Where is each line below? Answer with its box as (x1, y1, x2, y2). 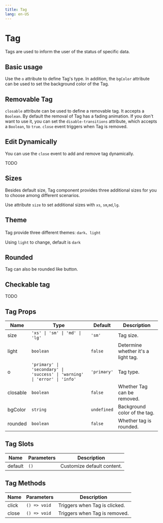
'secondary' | (31, 367, 64, 372)
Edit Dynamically (5, 137, 57, 146)
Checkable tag (5, 280, 50, 289)
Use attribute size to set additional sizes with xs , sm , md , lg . (5, 202, 120, 208)
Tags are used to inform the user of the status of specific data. (5, 49, 130, 55)
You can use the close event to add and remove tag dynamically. (5, 151, 134, 156)
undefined (90, 407, 114, 412)
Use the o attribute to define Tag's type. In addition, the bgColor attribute (5, 76, 150, 82)
